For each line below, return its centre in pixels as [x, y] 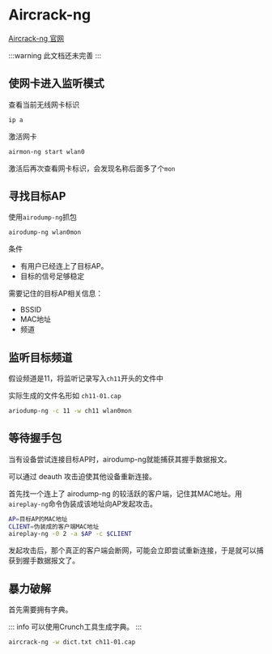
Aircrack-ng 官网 [36, 38]
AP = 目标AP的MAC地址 [38, 519]
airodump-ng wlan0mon [45, 232]
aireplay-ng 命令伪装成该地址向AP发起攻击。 [83, 503]
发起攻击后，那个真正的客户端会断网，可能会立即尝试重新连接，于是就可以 [132, 550]
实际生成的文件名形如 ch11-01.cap [65, 395]
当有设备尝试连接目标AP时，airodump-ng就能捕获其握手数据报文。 [120, 459]
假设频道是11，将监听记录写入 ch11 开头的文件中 [86, 378]
